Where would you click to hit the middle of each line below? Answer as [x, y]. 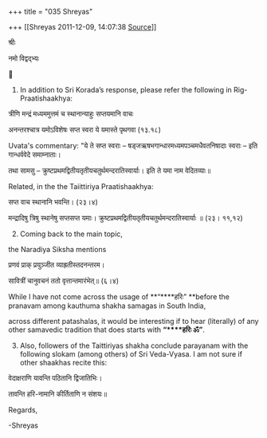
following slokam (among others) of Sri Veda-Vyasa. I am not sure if [131, 354]
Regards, [23, 410]
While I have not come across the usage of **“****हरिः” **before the [119, 297]
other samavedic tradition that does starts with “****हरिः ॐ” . [107, 329]
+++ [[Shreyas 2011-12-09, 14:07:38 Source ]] [82, 27]
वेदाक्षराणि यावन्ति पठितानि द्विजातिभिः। [55, 378]
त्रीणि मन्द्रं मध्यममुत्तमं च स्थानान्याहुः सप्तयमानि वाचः [71, 114]
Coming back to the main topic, [71, 234]
